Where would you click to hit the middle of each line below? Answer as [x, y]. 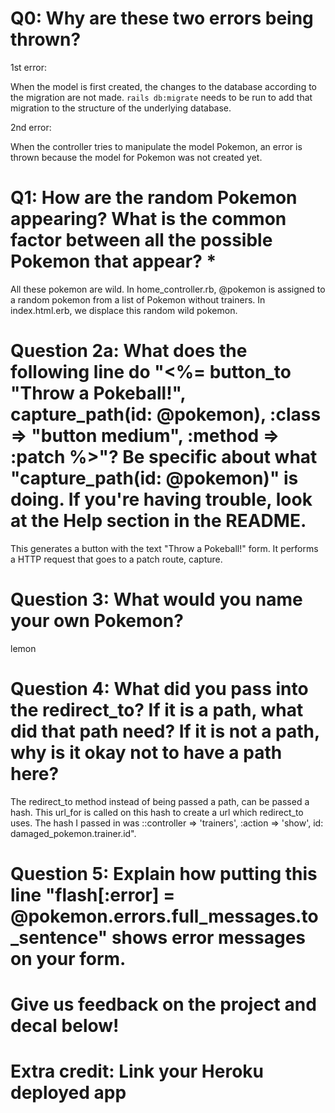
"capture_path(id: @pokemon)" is [154, 478]
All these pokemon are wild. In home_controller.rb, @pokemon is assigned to [168, 289]
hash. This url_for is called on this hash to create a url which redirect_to [157, 812]
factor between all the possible [141, 240]
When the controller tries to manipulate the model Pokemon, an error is [156, 146]
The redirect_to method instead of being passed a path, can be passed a [160, 801]
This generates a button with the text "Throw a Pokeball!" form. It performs [164, 548]
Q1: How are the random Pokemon [154, 198]
